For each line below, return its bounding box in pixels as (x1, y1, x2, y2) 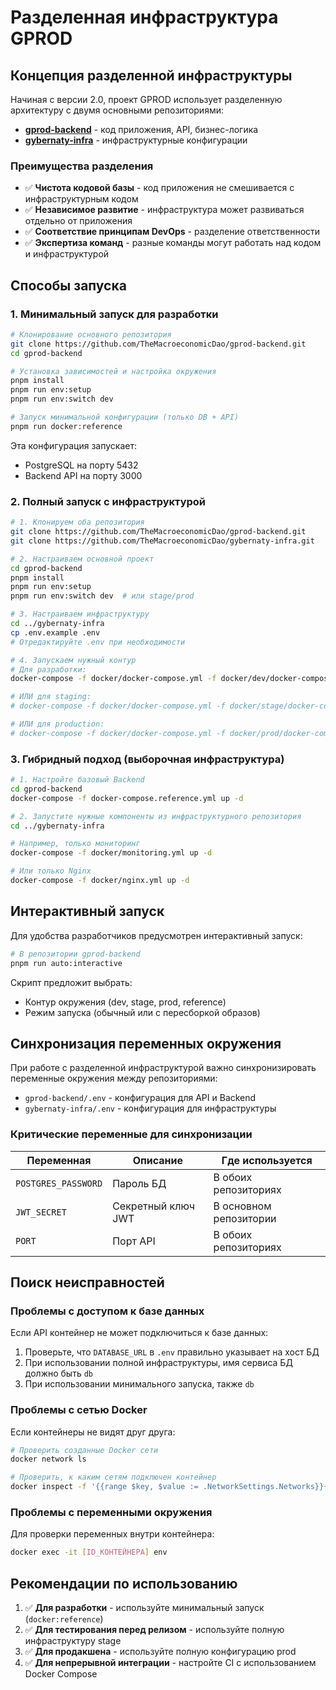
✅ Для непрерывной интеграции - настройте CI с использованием (24, 1657, 317, 1669)
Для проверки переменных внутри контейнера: (10, 1528, 215, 1540)
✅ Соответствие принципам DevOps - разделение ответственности (24, 226, 321, 238)
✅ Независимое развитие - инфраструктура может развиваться (24, 204, 305, 216)
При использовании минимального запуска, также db (24, 1378, 255, 1390)
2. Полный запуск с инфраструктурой (10, 494, 207, 508)
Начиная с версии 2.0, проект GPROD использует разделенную (10, 94, 283, 105)
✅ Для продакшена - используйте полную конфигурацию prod (24, 1646, 297, 1658)
